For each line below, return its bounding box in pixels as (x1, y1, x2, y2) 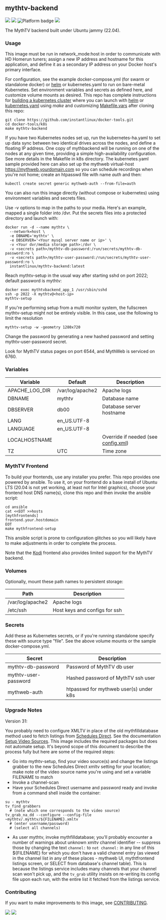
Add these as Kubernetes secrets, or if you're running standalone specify (5, 633, 155, 639)
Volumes (5, 567, 27, 574)
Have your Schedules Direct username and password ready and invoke (12, 784, 157, 790)
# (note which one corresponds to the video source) (9, 808, 121, 813)
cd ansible (5, 505, 28, 510)
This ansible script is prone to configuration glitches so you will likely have (5, 535, 157, 541)
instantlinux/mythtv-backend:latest (9, 264, 85, 269)
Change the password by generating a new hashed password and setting (5, 334, 154, 340)
